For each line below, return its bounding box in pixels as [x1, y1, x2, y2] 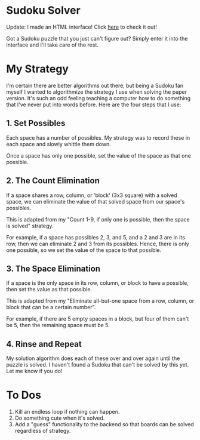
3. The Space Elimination [6, 263, 100, 273]
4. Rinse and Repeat [6, 339, 82, 349]
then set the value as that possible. [6, 286, 93, 293]
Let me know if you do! [6, 368, 63, 375]
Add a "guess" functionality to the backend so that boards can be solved [14, 421, 194, 428]
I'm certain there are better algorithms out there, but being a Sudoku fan [6, 82, 184, 89]
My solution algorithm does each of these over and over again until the [6, 355, 180, 362]
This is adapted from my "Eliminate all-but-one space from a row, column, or [6, 297, 195, 304]
